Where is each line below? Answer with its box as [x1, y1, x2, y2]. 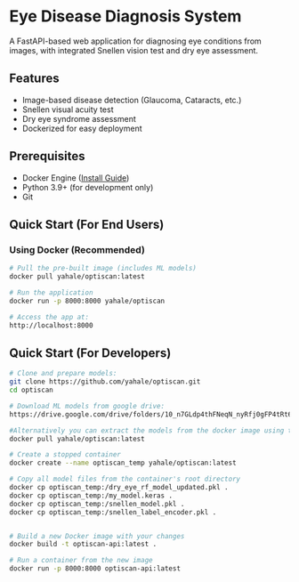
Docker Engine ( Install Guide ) [21, 172, 130, 183]
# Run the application [9, 288, 93, 297]
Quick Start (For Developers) [9, 345, 172, 360]
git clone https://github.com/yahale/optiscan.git [9, 377, 201, 386]
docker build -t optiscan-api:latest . [9, 540, 158, 549]
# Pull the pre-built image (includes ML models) [9, 264, 198, 273]
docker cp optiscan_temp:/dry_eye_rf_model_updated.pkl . [9, 483, 229, 492]
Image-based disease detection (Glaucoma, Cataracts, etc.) [21, 94, 242, 105]
